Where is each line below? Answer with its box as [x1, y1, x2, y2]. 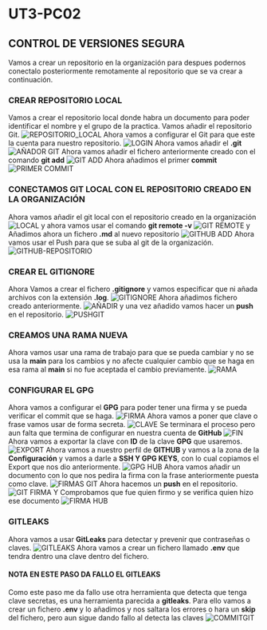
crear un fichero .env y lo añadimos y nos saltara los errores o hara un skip [8, 604, 257, 614]
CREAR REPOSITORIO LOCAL [8, 94, 123, 106]
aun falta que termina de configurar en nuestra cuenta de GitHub [8, 429, 222, 438]
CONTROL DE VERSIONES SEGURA [8, 37, 186, 50]
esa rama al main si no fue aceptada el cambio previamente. [8, 365, 207, 374]
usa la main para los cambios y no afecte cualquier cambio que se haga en [8, 357, 255, 366]
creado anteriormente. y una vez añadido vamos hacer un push [8, 301, 253, 310]
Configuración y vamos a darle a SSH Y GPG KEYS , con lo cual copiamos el [8, 453, 259, 464]
